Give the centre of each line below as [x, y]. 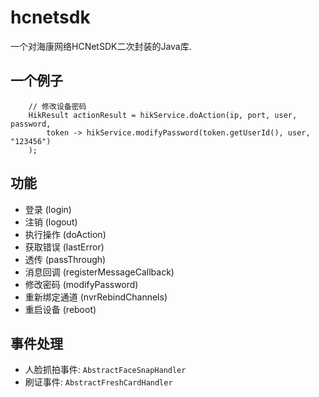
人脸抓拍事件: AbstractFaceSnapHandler [105, 370]
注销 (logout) [51, 222]
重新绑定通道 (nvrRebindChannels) [96, 297]
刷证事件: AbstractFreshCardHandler [98, 382]
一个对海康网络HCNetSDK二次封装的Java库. [101, 46]
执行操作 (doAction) [65, 234]
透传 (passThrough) [65, 259]
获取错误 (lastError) [64, 247]
